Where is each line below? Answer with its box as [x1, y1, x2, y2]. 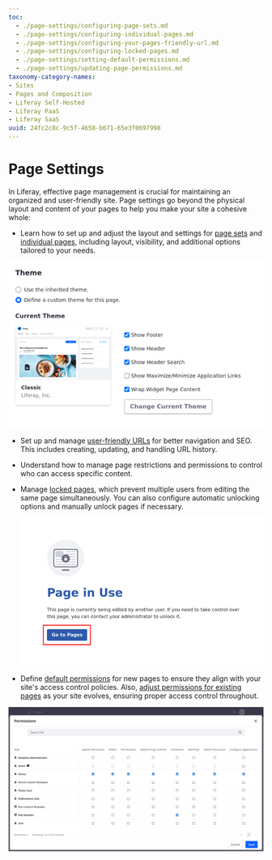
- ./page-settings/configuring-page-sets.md [15, 21, 168, 30]
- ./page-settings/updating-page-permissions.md [15, 65, 183, 73]
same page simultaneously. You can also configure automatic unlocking [19, 492, 261, 502]
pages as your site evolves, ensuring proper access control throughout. [19, 691, 259, 700]
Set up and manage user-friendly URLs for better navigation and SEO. [19, 436, 253, 445]
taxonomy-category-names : [8, 73, 96, 81]
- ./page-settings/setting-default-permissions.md [15, 56, 190, 64]
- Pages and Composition [8, 90, 92, 98]
